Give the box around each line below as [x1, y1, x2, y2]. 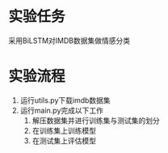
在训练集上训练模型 [31, 125, 97, 135]
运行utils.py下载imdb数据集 [19, 95, 111, 105]
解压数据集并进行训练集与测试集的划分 [31, 115, 160, 125]
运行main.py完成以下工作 [19, 105, 103, 115]
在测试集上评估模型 [31, 135, 97, 146]
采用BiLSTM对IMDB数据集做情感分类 [8, 36, 131, 45]
